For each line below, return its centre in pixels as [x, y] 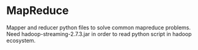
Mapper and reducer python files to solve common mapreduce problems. [99, 27]
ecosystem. [21, 40]
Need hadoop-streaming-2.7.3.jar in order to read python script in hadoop [99, 34]
